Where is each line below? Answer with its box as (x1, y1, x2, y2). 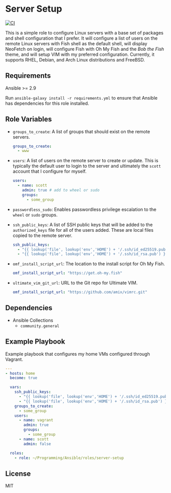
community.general (20, 323, 60, 328)
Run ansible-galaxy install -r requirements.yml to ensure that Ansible (5, 95, 158, 101)
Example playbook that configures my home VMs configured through (5, 351, 150, 357)
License (5, 469, 31, 478)
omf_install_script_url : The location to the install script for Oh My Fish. (12, 261, 165, 267)
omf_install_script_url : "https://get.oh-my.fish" (12, 270, 123, 276)
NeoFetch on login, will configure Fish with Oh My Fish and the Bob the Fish (5, 46, 164, 52)
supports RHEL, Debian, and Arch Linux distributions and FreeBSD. (5, 56, 145, 63)
